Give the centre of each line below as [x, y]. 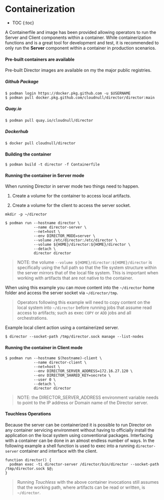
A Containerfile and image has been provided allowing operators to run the [81, 32]
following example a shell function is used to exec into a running [70, 446]
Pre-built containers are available [40, 59]
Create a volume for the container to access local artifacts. [71, 196]
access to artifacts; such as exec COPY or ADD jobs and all [74, 313]
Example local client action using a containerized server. [62, 328]
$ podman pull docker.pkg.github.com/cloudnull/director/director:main [80, 98]
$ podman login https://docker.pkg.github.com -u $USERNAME [68, 94]
